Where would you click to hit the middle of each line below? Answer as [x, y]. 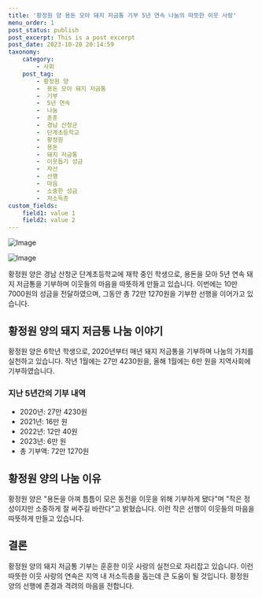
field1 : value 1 [49, 213]
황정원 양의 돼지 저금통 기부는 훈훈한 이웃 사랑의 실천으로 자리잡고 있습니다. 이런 [131, 566]
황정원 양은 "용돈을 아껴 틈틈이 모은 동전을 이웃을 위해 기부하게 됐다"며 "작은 [125, 499]
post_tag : [39, 74]
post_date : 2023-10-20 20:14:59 [61, 45]
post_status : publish [44, 30]
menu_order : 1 [31, 23]
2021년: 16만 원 [44, 422]
